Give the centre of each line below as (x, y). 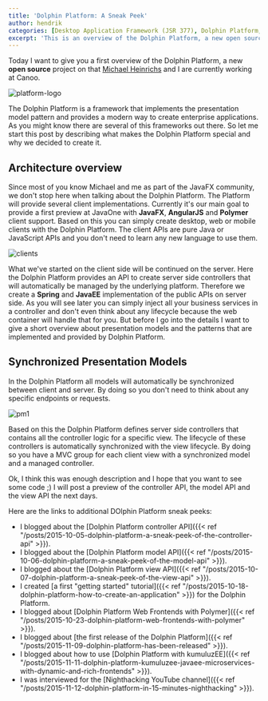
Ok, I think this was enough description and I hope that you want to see (125, 478)
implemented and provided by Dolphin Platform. (87, 337)
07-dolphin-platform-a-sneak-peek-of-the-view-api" (106, 577)
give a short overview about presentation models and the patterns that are (130, 329)
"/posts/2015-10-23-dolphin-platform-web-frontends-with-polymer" (132, 619)
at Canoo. (24, 78)
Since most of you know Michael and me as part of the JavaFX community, (132, 187)
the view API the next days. (53, 496)
